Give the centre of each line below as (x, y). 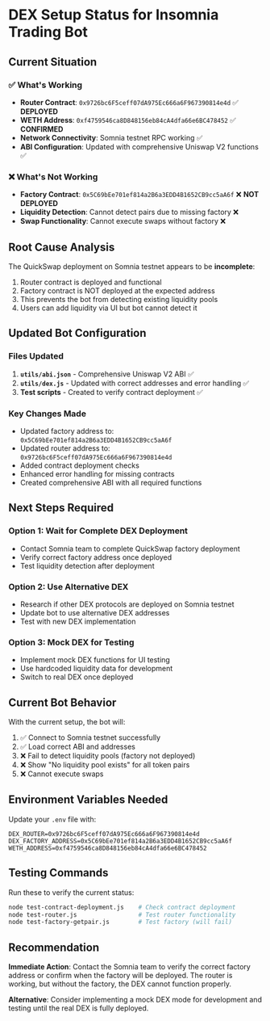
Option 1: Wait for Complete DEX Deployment (98, 531)
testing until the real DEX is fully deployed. (79, 1008)
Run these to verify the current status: (71, 892)
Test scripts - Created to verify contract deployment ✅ (111, 392)
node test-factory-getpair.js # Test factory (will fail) (120, 922)
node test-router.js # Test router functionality (122, 914)
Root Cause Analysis (62, 247)
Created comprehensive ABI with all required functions (111, 482)
